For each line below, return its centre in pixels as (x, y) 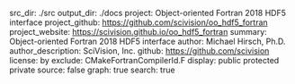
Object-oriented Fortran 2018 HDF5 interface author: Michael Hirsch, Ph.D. (147, 41)
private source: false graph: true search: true (92, 70)
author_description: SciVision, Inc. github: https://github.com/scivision (139, 51)
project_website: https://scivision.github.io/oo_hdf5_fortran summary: (138, 32)
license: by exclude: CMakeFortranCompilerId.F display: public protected (144, 60)
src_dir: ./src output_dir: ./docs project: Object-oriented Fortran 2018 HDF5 (147, 13)
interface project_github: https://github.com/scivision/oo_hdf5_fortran (139, 22)
